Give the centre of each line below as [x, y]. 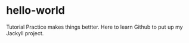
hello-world [36, 10]
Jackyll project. [25, 33]
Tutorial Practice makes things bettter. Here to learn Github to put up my [94, 27]
